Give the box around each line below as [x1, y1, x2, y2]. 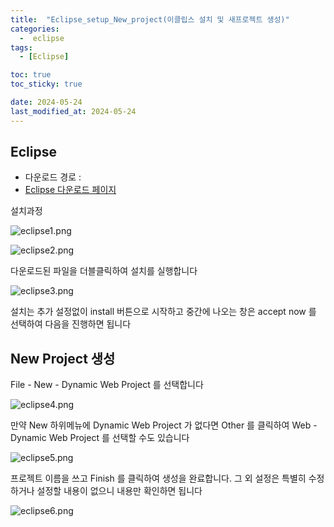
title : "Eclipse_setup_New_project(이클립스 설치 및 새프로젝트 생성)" [10, 14, 290, 25]
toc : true [10, 70, 52, 80]
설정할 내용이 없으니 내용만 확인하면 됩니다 [36, 485, 203, 497]
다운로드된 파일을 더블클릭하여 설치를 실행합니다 [10, 265, 198, 277]
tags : [10, 42, 33, 53]
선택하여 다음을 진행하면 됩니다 [10, 318, 132, 330]
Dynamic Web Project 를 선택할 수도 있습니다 [10, 432, 190, 444]
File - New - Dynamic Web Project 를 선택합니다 [10, 379, 204, 391]
